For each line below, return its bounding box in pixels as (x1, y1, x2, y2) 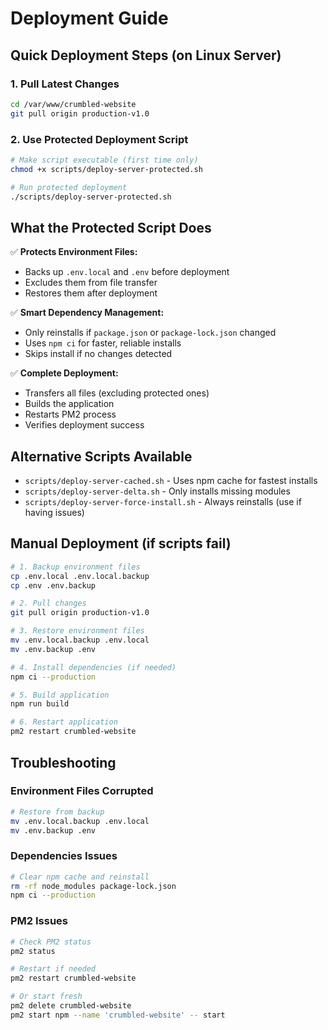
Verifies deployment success (24, 419, 145, 431)
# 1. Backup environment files (10, 562, 141, 572)
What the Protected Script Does (10, 219, 212, 236)
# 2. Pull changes (10, 598, 87, 609)
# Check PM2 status (10, 937, 92, 947)
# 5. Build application (10, 690, 110, 700)
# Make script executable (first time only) (10, 155, 199, 165)
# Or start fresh (10, 992, 83, 1002)
